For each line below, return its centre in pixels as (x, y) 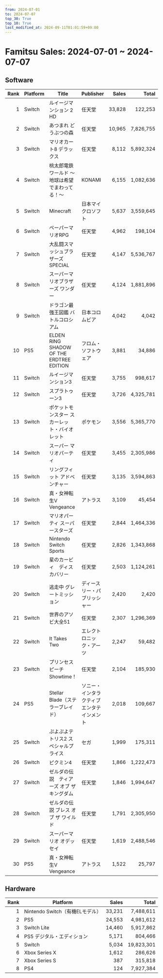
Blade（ (58, 700)
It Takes (58, 639)
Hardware (20, 889)
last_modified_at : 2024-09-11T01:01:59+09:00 (52, 28)
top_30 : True (18, 19)
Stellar (57, 693)
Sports (57, 551)
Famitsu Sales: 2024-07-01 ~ (65, 52)
